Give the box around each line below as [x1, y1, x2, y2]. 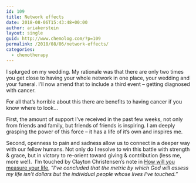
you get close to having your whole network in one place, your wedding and [6, 74, 190, 81]
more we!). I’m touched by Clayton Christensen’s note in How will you [6, 158, 175, 165]
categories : [6, 47, 35, 53]
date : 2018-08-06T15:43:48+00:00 [6, 19, 88, 25]
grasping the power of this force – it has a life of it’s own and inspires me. [6, 128, 183, 135]
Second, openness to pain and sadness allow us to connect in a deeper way [6, 139, 190, 146]
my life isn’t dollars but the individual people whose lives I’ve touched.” [6, 170, 178, 177]
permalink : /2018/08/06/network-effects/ [6, 42, 109, 47]
